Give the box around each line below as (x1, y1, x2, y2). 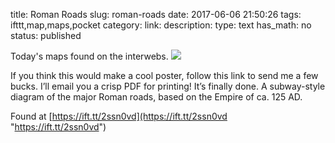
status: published (10, 30, 82, 41)
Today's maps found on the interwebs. (10, 50, 169, 62)
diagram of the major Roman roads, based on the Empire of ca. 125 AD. (10, 91, 303, 103)
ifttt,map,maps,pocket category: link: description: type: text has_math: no (10, 19, 312, 31)
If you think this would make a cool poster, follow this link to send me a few (10, 70, 319, 81)
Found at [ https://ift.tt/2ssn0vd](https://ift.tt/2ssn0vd (10, 110, 228, 122)
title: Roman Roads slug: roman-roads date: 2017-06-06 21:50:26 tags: (10, 9, 302, 20)
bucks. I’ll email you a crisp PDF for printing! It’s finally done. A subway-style (10, 80, 326, 92)
